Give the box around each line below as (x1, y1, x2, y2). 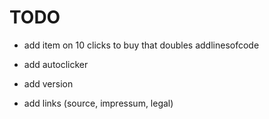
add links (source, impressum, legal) (23, 97, 174, 109)
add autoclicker (23, 58, 89, 70)
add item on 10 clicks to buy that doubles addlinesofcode (23, 39, 260, 51)
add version (23, 77, 74, 90)
